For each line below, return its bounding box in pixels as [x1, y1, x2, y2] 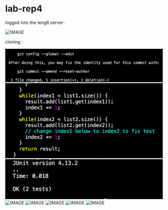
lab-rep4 [5, 3, 42, 14]
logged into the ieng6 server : [5, 19, 66, 25]
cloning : [5, 38, 23, 45]
